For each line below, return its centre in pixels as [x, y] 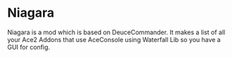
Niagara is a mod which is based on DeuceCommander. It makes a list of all [116, 32]
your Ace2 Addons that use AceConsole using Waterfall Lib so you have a [114, 39]
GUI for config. [29, 47]
